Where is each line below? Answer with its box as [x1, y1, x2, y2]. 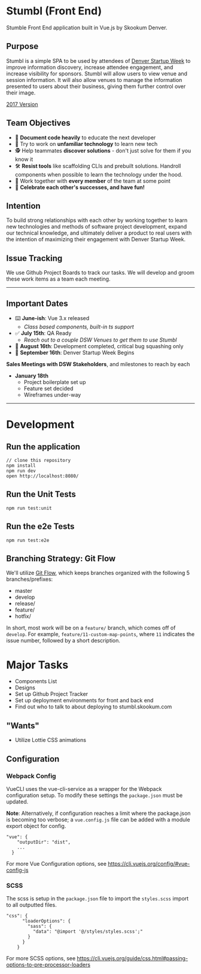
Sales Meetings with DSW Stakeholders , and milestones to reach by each [6, 361, 190, 367]
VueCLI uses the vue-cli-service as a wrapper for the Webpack [6, 785, 162, 792]
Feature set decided [23, 385, 74, 392]
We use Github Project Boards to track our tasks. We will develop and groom [6, 269, 194, 276]
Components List [14, 678, 57, 685]
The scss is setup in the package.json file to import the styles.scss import [6, 895, 189, 902]
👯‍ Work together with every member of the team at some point [14, 177, 170, 184]
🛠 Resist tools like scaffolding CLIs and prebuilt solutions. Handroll [14, 162, 181, 169]
